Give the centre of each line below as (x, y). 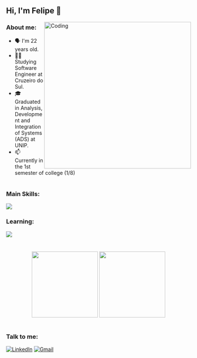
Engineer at (28, 74)
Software (26, 67)
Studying (26, 62)
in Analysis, (28, 108)
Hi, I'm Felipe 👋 (34, 11)
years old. (27, 49)
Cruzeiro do (29, 80)
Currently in (29, 160)
